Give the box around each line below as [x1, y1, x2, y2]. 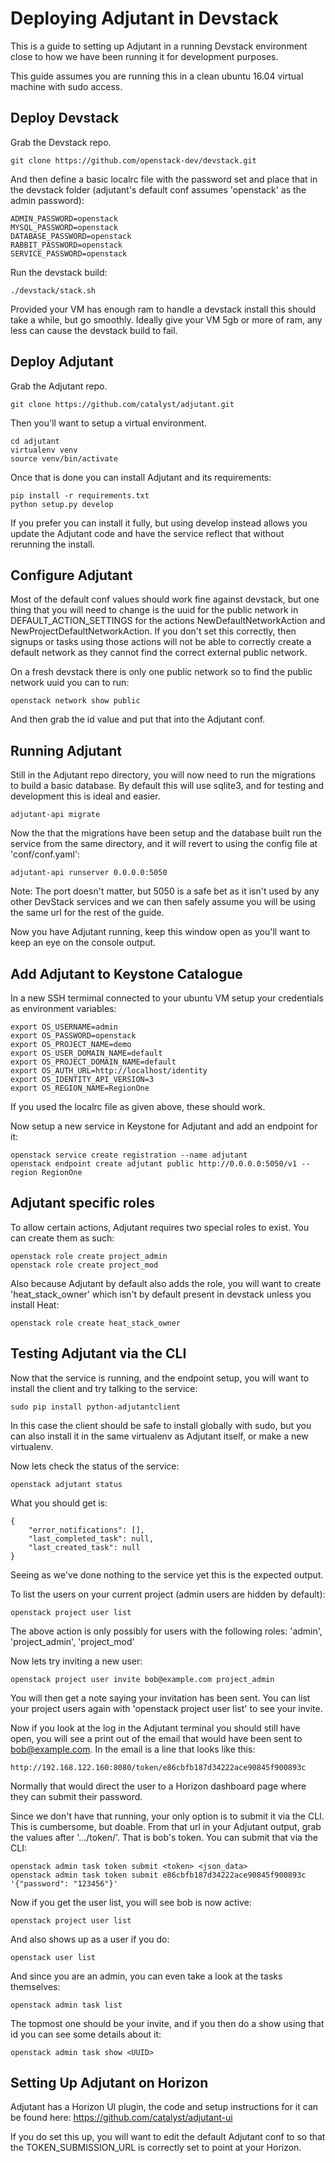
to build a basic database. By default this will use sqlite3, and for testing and [10, 780, 324, 792]
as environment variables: [10, 1003, 117, 1014]
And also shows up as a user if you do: [10, 1933, 170, 1945]
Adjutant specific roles [10, 1195, 155, 1212]
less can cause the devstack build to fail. [10, 324, 178, 336]
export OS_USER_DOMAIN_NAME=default [10, 1048, 163, 1058]
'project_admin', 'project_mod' [10, 1635, 135, 1647]
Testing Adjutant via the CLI [10, 1345, 187, 1362]
